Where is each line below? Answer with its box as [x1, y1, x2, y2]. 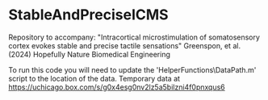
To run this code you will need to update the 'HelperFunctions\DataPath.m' [8, 65, 257, 74]
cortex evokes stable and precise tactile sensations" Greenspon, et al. [8, 40, 241, 50]
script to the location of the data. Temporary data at [8, 73, 180, 83]
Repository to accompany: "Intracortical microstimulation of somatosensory [8, 32, 261, 42]
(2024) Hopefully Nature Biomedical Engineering [8, 49, 171, 59]
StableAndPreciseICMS [8, 6, 169, 24]
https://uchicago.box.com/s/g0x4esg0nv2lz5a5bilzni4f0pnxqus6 [8, 82, 225, 92]
